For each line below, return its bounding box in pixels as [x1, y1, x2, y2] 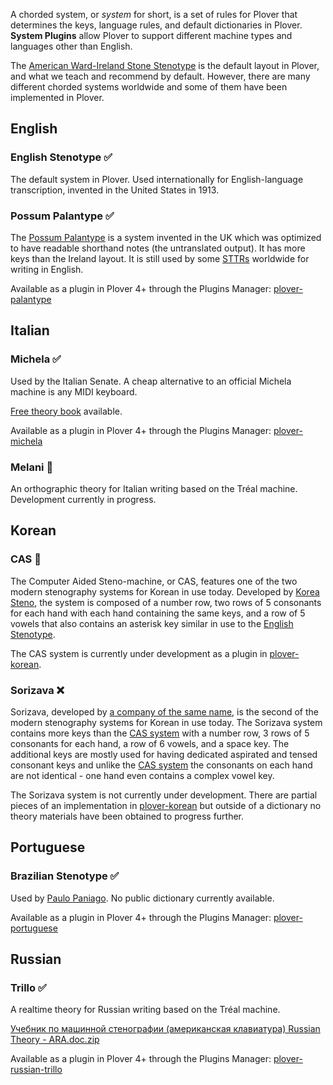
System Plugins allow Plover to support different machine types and [10, 30, 293, 41]
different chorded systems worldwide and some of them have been [10, 81, 288, 93]
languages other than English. [10, 40, 133, 52]
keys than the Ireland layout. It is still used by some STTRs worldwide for [10, 252, 310, 264]
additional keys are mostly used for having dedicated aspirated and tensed [10, 748, 318, 760]
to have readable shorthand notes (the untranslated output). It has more [10, 242, 306, 254]
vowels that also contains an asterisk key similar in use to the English [10, 617, 294, 629]
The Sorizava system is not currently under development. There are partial [10, 789, 318, 801]
